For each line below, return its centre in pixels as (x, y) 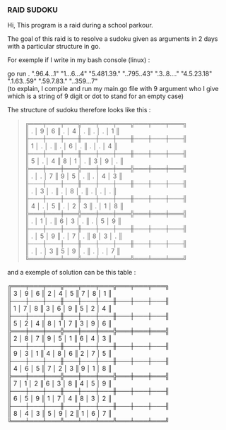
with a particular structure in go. (54, 47)
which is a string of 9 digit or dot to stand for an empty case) (96, 96)
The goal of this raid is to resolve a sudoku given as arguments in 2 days (113, 39)
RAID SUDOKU (33, 10)
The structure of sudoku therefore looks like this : (79, 110)
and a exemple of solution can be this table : (72, 273)
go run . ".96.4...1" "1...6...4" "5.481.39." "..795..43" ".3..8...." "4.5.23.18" (110, 74)
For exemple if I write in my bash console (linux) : (79, 60)
